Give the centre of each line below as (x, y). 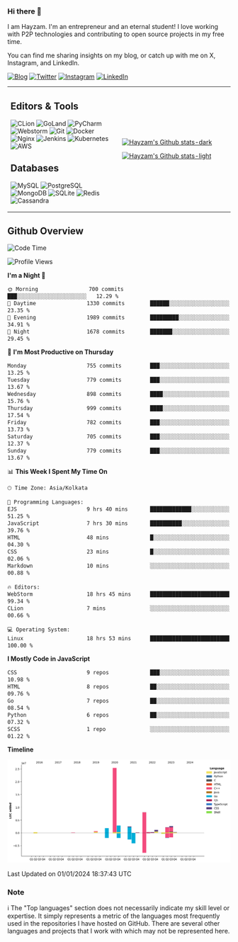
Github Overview (45, 231)
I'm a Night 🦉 (27, 275)
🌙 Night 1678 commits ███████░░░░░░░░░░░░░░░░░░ (119, 331)
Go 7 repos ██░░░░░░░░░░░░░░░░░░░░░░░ (119, 700)
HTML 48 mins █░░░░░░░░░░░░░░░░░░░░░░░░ (119, 538)
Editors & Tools (45, 107)
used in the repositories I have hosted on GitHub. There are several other (114, 924)
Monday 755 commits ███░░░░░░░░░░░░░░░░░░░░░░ (119, 365)
